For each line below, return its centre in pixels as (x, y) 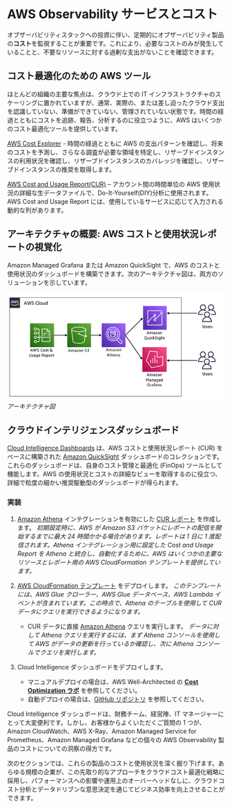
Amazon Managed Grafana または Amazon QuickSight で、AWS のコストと (114, 265)
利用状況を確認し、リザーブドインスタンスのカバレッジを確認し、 (113, 161)
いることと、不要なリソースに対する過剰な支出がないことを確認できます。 (113, 52)
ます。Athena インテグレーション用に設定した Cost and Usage (125, 545)
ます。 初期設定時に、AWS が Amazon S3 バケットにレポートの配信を (116, 527)
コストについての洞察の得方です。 (67, 748)
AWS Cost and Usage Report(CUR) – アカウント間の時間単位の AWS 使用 (111, 184)
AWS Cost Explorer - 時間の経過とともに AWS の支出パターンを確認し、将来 (115, 143)
